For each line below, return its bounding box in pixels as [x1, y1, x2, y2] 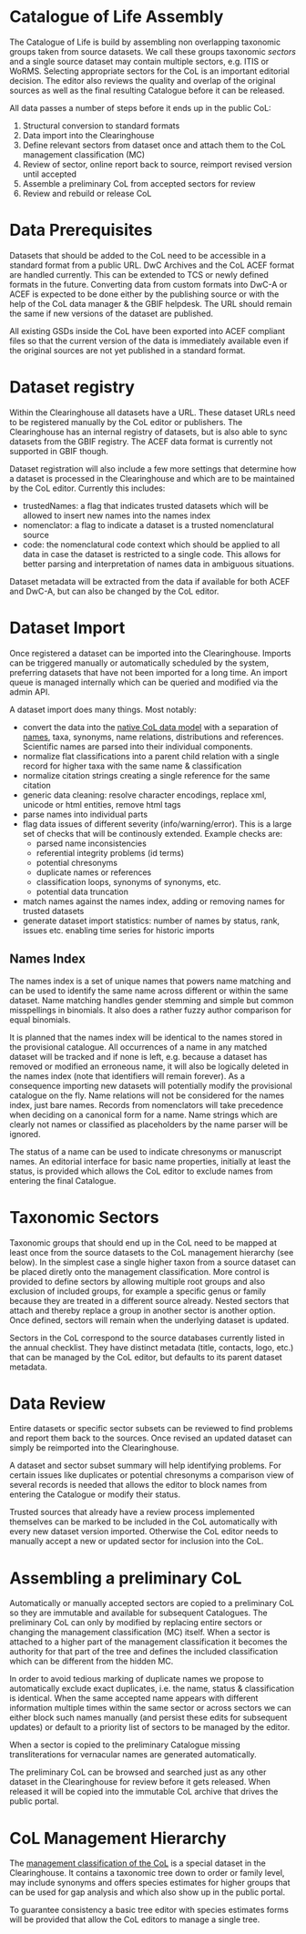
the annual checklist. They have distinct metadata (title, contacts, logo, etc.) [9, 1341, 294, 1353]
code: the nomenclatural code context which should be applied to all [22, 539, 280, 550]
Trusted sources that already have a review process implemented [9, 1507, 255, 1518]
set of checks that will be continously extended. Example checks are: [22, 828, 283, 839]
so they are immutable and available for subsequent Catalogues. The [9, 1607, 268, 1618]
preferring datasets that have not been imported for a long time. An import [9, 667, 289, 677]
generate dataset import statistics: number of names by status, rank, [22, 915, 280, 926]
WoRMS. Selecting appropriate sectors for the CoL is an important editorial [9, 66, 290, 76]
